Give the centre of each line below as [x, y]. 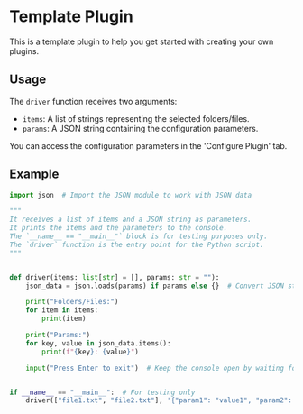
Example [34, 175]
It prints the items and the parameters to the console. [119, 228]
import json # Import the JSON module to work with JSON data [131, 195]
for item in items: [62, 310]
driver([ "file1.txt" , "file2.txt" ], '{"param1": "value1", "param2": [159, 400]
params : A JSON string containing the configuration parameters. [140, 128]
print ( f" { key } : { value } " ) [91, 352]
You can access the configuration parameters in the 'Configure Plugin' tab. [148, 145]
